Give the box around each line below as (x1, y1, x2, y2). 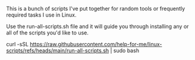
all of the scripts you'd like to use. (6, 29, 89, 36)
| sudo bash (110, 47, 140, 54)
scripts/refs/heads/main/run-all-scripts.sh (6, 47, 109, 54)
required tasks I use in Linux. (6, 11, 77, 18)
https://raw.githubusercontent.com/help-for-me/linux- (29, 41, 162, 48)
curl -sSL (6, 41, 29, 48)
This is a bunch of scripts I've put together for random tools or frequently (6, 5, 185, 12)
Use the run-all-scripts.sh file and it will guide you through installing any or (6, 23, 189, 30)
